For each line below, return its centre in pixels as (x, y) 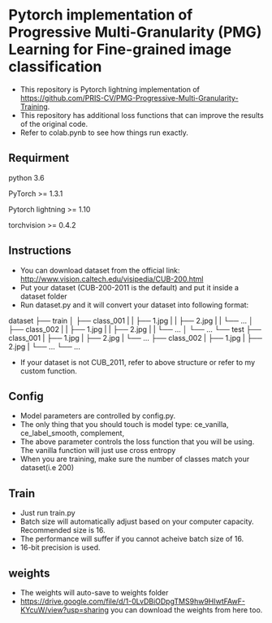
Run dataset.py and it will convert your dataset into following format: (134, 305)
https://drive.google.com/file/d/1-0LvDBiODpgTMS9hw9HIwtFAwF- (133, 601)
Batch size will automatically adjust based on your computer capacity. (137, 521)
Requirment (39, 158)
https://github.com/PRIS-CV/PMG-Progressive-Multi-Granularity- (129, 98)
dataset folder (43, 296)
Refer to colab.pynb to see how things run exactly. (104, 133)
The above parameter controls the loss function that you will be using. (137, 442)
